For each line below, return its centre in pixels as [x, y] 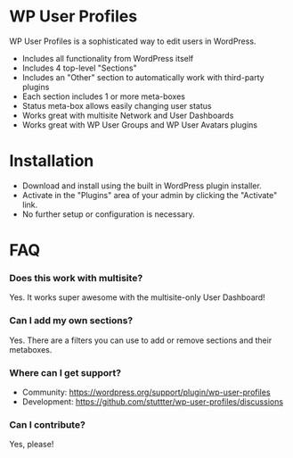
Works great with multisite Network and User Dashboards [128, 115]
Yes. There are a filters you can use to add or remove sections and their [141, 340]
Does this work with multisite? [76, 278]
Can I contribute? [48, 424]
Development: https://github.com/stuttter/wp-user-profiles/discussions [152, 401]
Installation [52, 161]
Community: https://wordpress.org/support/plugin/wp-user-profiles [146, 392]
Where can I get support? [65, 372]
